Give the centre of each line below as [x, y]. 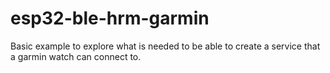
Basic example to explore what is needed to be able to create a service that [165, 46]
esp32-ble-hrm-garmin [110, 18]
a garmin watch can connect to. [76, 56]
